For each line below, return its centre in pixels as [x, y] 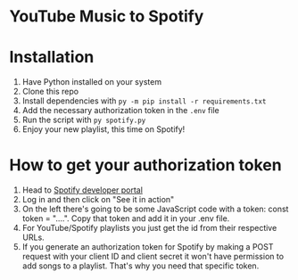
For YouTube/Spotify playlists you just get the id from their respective [149, 228]
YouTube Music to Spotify [107, 16]
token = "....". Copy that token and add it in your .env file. [126, 218]
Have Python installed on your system [92, 82]
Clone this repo [50, 92]
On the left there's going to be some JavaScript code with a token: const [155, 209]
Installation [52, 58]
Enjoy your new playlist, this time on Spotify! [103, 129]
